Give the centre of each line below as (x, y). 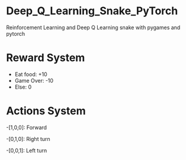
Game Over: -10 (34, 80)
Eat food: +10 (31, 74)
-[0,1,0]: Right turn (28, 139)
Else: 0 (23, 87)
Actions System (46, 111)
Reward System (46, 58)
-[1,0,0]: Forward (27, 127)
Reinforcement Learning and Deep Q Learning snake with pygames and (93, 27)
